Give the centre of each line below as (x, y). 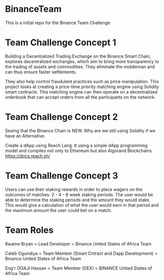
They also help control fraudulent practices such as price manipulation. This (82, 81)
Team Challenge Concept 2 (62, 117)
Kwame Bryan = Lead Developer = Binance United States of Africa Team (78, 244)
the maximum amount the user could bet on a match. (58, 210)
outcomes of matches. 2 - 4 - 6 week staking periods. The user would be (79, 194)
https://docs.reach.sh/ (28, 156)
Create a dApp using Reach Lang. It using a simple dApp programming (76, 145)
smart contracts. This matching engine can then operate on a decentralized (82, 92)
